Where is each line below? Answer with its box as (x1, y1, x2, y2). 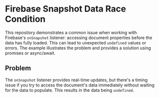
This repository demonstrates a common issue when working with (5, 29, 137, 35)
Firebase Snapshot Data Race (5, 3, 126, 14)
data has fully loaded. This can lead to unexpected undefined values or (5, 40, 146, 45)
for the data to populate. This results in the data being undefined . (5, 87, 134, 93)
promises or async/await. (5, 50, 56, 56)
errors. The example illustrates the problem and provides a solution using (5, 45, 151, 51)
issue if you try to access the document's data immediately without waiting (5, 82, 155, 88)
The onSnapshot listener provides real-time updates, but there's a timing (5, 77, 148, 83)
